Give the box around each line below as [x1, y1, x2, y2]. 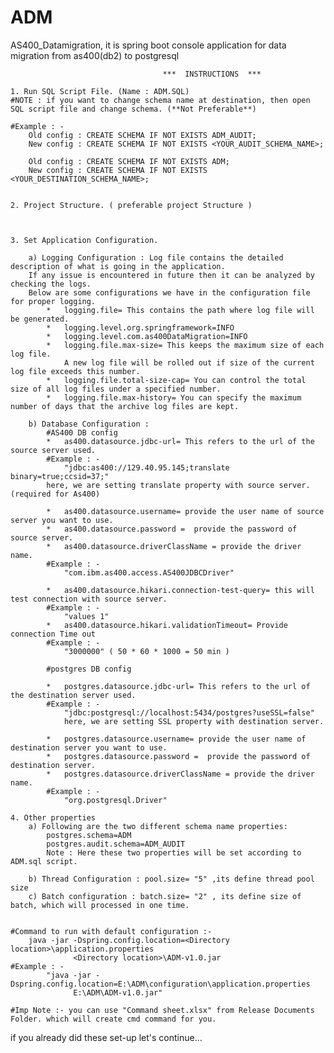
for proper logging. [10, 296, 97, 306]
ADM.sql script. [10, 856, 78, 866]
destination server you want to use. [10, 742, 168, 753]
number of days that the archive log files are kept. [10, 401, 240, 411]
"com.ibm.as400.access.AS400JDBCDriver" [63, 567, 235, 578]
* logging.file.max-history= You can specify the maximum [46, 392, 302, 403]
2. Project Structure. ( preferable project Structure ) [10, 200, 253, 210]
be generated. [10, 314, 70, 324]
